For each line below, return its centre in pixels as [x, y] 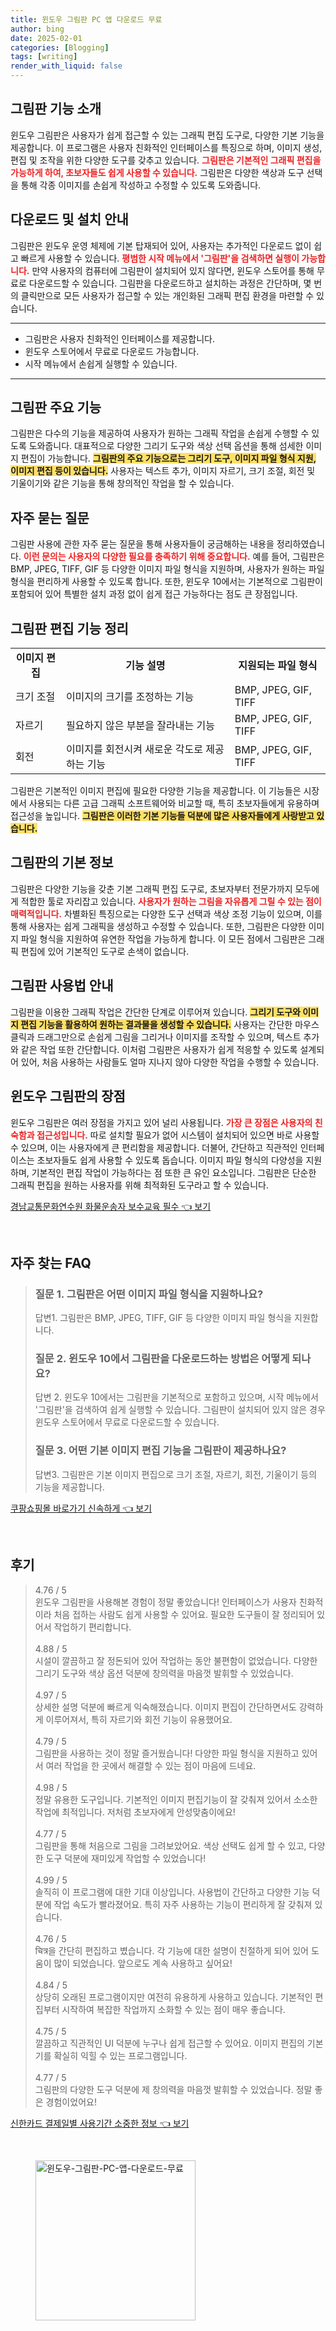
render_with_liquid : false [66, 66]
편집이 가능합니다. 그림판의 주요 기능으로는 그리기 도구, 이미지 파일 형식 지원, [168, 458]
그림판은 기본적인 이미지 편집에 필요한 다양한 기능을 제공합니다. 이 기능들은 [156, 791]
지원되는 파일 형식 [278, 666]
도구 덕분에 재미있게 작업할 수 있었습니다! [126, 1858]
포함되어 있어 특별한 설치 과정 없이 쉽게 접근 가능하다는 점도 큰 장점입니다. [154, 594]
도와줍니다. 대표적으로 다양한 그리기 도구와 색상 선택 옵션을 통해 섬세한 [166, 446]
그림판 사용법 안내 [62, 986]
